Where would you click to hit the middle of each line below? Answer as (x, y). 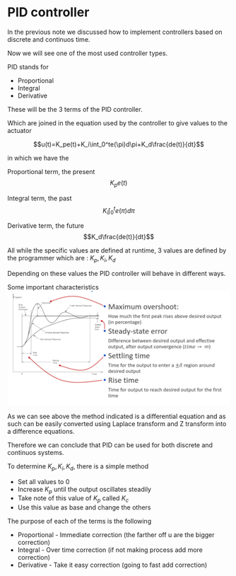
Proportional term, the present (51, 171)
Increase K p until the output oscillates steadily (84, 490)
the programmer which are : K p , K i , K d (61, 259)
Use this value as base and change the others (84, 507)
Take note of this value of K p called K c (73, 499)
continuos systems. (36, 452)
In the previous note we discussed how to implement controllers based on (115, 32)
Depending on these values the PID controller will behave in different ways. (117, 273)
